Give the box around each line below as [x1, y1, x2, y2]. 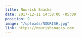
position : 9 [5, 16, 30, 21]
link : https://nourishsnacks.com [5, 26, 74, 31]
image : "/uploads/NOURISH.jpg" [5, 21, 70, 26]
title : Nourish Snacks [5, 7, 52, 12]
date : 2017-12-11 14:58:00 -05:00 [5, 12, 77, 17]
